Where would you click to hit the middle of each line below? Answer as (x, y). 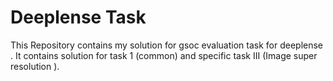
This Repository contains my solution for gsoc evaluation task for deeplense (167, 45)
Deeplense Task (78, 17)
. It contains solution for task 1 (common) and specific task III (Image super (164, 55)
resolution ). (35, 66)
